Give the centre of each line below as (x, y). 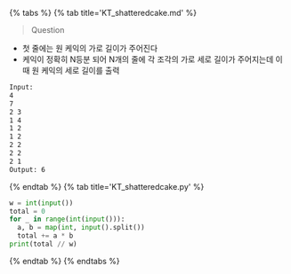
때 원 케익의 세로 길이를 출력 (71, 70)
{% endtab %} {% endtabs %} (65, 261)
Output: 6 (28, 169)
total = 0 (28, 211)
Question (48, 30)
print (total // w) (43, 244)
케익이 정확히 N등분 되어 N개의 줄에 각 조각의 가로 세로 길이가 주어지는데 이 (152, 59)
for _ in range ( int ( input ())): (67, 219)
